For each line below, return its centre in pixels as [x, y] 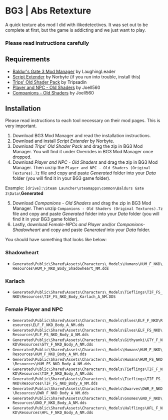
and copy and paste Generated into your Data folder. [96, 230]
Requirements [27, 60]
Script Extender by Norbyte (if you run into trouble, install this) [76, 77]
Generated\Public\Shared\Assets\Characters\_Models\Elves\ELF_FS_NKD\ [87, 331]
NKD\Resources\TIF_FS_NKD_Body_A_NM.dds [55, 384]
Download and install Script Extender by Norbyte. [63, 141]
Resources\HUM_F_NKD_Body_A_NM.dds [49, 354]
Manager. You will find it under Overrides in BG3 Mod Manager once [83, 152]
